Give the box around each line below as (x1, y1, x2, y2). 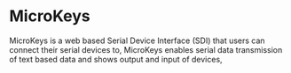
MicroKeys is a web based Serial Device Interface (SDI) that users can (9, 35, 265, 46)
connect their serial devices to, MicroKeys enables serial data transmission (9, 44, 283, 55)
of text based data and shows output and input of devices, (9, 54, 224, 64)
